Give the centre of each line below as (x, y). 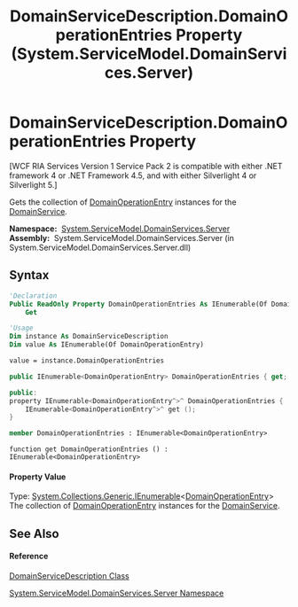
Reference (29, 556)
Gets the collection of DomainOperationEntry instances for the (123, 202)
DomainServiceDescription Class (70, 576)
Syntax (29, 275)
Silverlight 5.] (33, 184)
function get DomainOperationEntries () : (89, 449)
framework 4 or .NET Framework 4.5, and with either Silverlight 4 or (133, 175)
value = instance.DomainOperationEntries (87, 361)
